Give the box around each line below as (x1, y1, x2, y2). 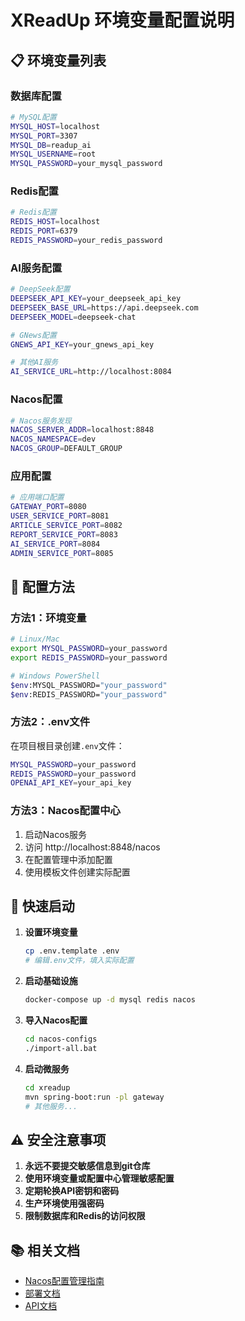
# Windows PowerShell (10, 671, 101, 681)
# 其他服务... (24, 1101, 78, 1111)
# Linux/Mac (10, 634, 60, 645)
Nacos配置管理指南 (24, 1275, 105, 1287)
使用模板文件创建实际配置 (24, 866, 131, 878)
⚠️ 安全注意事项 (10, 1131, 107, 1148)
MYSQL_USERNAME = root (10, 149, 97, 160)
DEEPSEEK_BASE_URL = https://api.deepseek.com (10, 302, 199, 313)
